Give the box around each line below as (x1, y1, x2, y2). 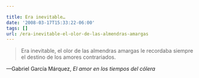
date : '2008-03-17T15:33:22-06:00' (6, 19, 95, 26)
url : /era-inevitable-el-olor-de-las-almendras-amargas (6, 31, 149, 37)
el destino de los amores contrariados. (20, 53, 116, 61)
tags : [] (6, 25, 28, 31)
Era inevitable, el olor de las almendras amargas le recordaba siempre (20, 47, 194, 55)
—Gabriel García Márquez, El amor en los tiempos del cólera (6, 65, 156, 73)
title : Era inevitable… (6, 14, 66, 20)
